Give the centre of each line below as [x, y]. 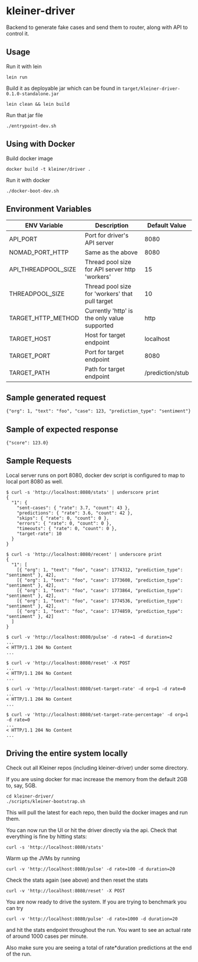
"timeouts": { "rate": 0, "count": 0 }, [67, 528]
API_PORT [23, 239]
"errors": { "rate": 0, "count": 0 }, [64, 523]
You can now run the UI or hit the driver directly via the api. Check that [92, 830]
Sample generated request [56, 397]
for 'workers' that [108, 294]
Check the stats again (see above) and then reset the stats [77, 880]
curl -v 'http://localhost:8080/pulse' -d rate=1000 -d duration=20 [92, 919]
